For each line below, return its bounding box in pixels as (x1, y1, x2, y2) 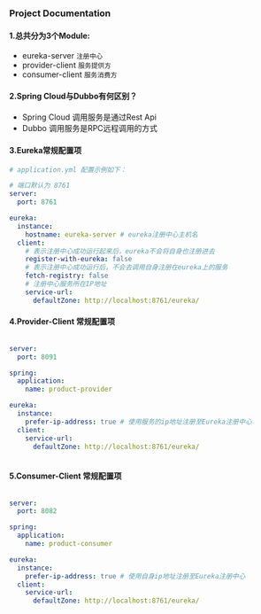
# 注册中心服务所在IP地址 (25, 280, 108, 289)
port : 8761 (17, 198, 58, 206)
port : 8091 (17, 353, 58, 361)
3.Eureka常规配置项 (9, 144, 82, 155)
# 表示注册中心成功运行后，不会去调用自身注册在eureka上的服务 (25, 263, 228, 272)
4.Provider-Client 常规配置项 (9, 316, 115, 327)
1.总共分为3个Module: (9, 30, 90, 41)
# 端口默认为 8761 (9, 181, 71, 190)
